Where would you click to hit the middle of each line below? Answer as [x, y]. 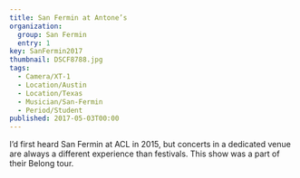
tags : [19, 69]
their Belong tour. [42, 164]
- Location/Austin [53, 85]
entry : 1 [34, 43]
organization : [36, 26]
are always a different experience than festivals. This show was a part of [145, 154]
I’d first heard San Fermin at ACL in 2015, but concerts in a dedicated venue [150, 145]
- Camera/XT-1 [44, 77]
